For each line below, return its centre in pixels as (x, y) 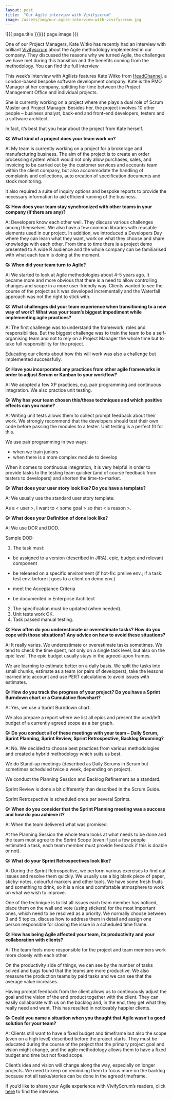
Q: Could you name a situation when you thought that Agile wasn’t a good (85, 1018)
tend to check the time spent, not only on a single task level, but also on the (85, 650)
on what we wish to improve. (36, 893)
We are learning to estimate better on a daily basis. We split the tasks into (83, 666)
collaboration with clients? (34, 940)
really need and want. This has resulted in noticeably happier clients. (78, 1008)
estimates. (16, 682)
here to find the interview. (33, 1092)
